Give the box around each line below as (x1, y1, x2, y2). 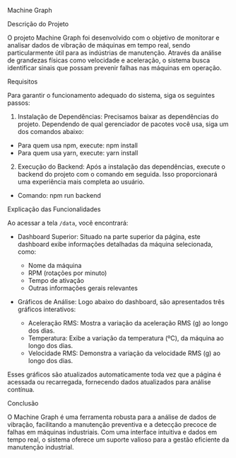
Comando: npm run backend (17, 191, 101, 199)
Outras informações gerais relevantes (28, 284, 138, 292)
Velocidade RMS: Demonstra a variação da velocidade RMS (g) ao (28, 349, 221, 357)
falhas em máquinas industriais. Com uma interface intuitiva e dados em (7, 428, 218, 436)
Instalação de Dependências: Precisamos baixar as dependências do (17, 113, 219, 121)
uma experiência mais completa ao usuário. (17, 177, 145, 186)
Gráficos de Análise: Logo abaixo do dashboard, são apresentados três (17, 298, 225, 306)
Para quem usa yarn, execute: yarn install (17, 149, 138, 157)
